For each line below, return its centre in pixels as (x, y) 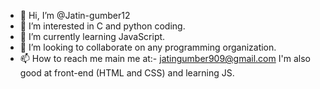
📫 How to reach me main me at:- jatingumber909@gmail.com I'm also (165, 58)
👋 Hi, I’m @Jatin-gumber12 (75, 15)
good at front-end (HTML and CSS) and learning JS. (127, 73)
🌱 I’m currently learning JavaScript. (92, 36)
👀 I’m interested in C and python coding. (102, 26)
